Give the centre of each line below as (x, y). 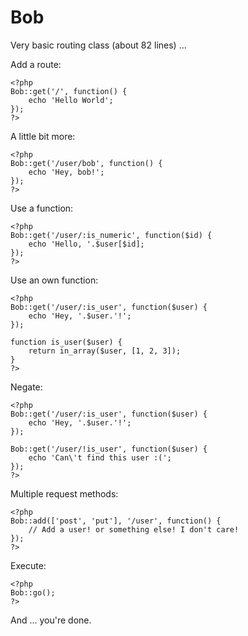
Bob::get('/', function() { (69, 91)
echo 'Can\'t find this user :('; (100, 457)
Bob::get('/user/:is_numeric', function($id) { (111, 235)
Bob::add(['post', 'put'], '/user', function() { (116, 521)
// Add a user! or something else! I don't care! (134, 529)
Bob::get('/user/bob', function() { (86, 163)
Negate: (26, 387)
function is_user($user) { (66, 342)
